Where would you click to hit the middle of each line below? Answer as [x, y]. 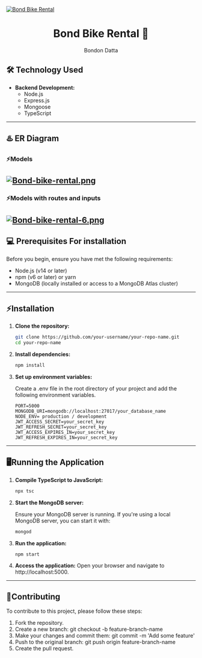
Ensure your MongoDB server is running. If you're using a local [93, 514]
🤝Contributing [33, 597]
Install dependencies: [43, 354]
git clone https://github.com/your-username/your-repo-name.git [97, 337]
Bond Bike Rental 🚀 [101, 34]
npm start [27, 554]
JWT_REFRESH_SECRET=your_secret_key [61, 427]
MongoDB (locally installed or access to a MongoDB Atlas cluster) [96, 283]
